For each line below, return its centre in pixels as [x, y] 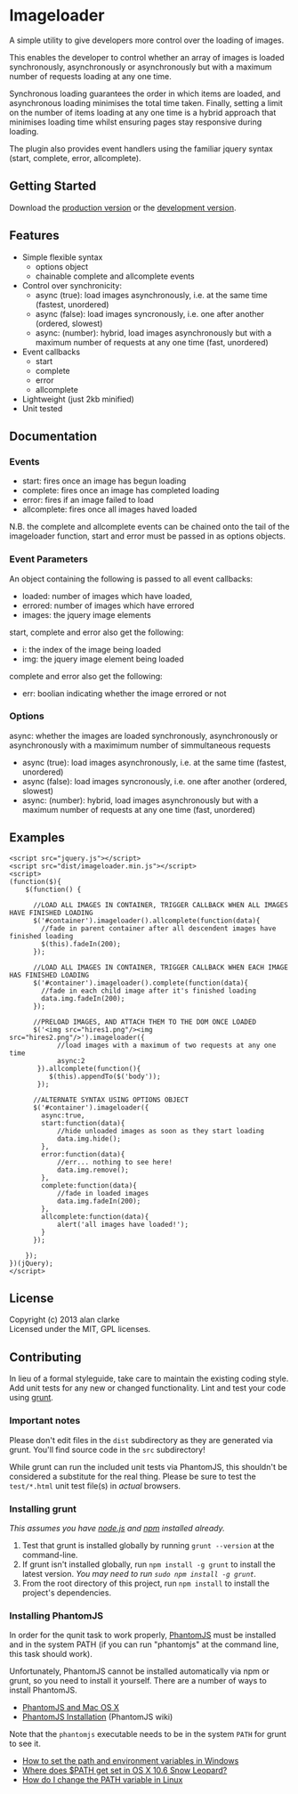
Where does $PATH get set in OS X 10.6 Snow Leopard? [125, 1770]
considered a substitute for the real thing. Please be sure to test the [133, 1476]
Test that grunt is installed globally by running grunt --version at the [148, 1545]
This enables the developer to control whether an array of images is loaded [147, 57]
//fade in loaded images [103, 1193]
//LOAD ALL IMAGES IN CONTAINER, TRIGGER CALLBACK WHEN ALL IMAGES [161, 905]
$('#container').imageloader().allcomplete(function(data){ [146, 921]
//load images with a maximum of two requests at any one [166, 1045]
